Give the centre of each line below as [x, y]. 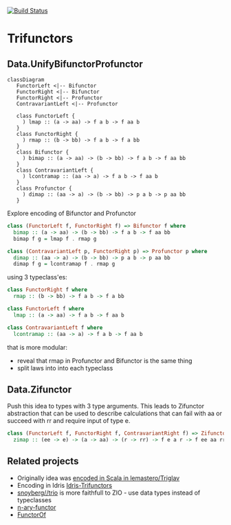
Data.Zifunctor [40, 389]
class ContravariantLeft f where [55, 328]
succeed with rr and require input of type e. [69, 421]
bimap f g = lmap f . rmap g [55, 239]
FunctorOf [32, 515]
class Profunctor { [44, 188]
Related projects [43, 461]
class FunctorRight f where [47, 290]
